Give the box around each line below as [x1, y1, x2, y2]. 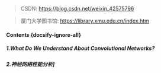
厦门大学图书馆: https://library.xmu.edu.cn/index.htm [20, 17, 150, 24]
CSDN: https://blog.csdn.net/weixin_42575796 [20, 5, 134, 12]
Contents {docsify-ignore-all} [6, 31, 82, 38]
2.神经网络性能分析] [6, 61, 55, 68]
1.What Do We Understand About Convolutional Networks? [6, 45, 155, 52]
